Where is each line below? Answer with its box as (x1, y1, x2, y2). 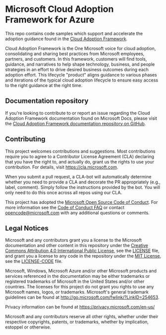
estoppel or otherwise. (5, 324, 51, 330)
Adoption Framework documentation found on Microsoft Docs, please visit (5, 115, 158, 121)
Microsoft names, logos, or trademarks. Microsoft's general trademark (5, 289, 149, 295)
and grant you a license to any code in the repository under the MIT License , (5, 253, 162, 259)
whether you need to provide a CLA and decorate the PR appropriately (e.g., (5, 179, 161, 185)
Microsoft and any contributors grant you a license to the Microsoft (5, 237, 142, 243)
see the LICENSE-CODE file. (5, 258, 63, 264)
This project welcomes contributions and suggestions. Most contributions (5, 148, 156, 154)
